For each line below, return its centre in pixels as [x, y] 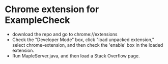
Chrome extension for [52, 9]
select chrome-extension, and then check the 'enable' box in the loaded [88, 45]
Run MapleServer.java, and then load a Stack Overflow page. [76, 56]
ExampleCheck [37, 20]
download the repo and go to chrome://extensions [65, 34]
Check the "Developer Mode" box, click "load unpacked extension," [83, 40]
